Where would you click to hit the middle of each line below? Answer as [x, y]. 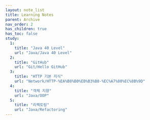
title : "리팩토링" [32, 105]
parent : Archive [23, 19]
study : [12, 39]
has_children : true [26, 29]
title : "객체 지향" [33, 91]
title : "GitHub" [32, 62]
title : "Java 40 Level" [40, 48]
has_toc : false [22, 34]
